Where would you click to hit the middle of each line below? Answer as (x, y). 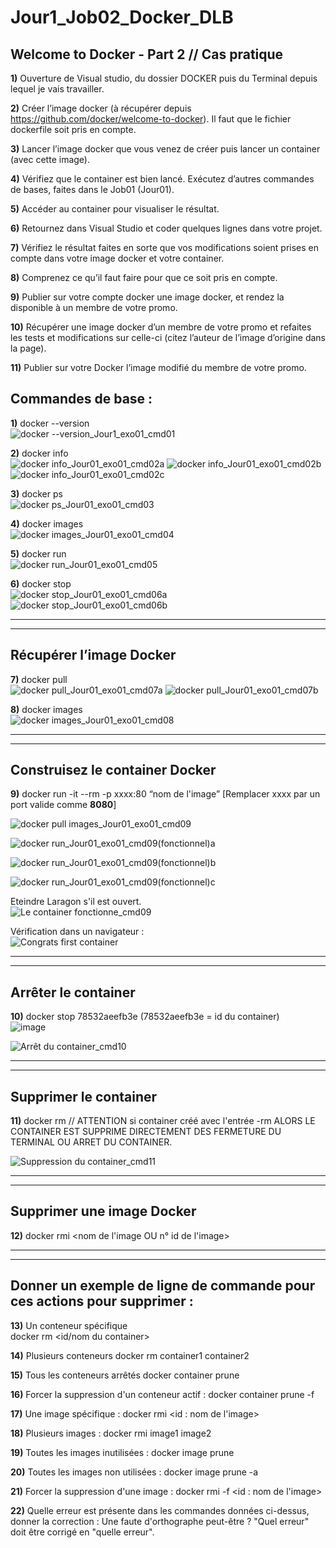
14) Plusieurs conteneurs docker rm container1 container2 (130, 1355)
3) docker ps (36, 493)
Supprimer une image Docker (103, 1211)
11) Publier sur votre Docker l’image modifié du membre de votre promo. (158, 367)
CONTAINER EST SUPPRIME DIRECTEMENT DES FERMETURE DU (146, 1132)
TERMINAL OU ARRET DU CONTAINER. (91, 1142)
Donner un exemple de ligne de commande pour (163, 1286)
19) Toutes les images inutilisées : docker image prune (122, 1452)
